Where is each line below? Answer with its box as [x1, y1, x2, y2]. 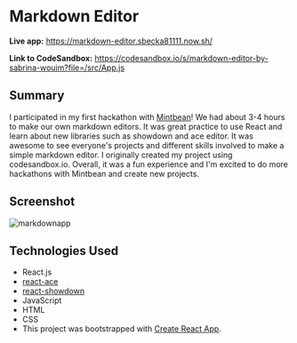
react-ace [21, 276, 59, 287]
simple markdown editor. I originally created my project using [9, 149, 233, 160]
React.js [21, 267, 52, 277]
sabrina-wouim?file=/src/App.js [9, 62, 125, 73]
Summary [9, 88, 65, 103]
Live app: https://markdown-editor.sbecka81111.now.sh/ [9, 36, 213, 46]
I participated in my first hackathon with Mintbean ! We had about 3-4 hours [9, 111, 285, 122]
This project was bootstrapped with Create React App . [21, 323, 222, 334]
